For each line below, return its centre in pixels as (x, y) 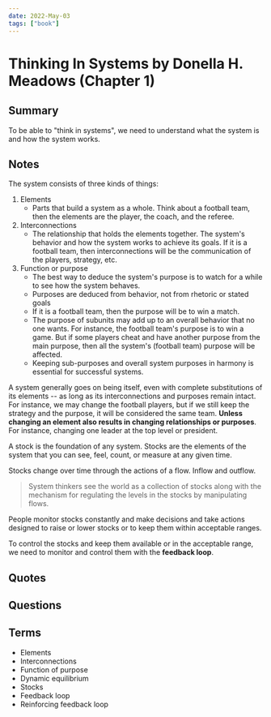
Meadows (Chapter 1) (82, 81)
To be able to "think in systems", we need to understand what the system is (134, 130)
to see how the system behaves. (86, 286)
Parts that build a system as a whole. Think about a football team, (141, 208)
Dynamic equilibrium (54, 678)
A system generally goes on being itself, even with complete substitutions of (135, 388)
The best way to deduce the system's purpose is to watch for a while (147, 277)
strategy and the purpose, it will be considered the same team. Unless (125, 414)
